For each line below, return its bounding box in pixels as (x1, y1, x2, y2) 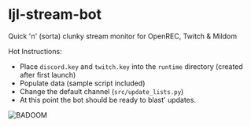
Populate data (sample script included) (19, 78, 146, 88)
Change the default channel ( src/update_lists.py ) (19, 86, 184, 96)
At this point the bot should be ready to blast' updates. (19, 95, 197, 104)
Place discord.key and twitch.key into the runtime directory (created (19, 61, 244, 71)
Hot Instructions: (8, 46, 62, 56)
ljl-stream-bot (8, 5, 102, 24)
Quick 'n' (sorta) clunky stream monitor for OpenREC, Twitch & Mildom (8, 31, 238, 41)
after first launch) (19, 70, 76, 79)
